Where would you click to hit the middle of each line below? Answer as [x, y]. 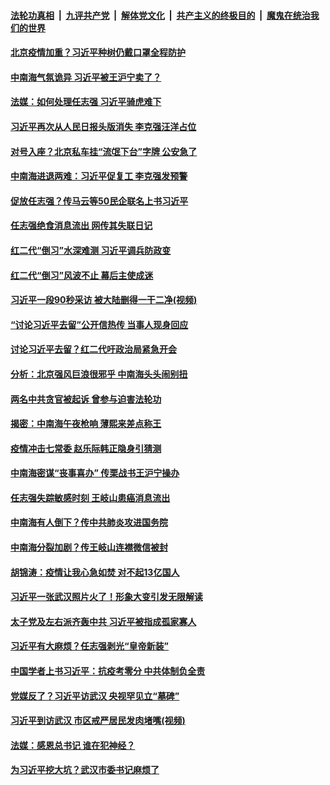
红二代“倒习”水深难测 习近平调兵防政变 [91, 250]
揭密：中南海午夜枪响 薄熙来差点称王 [86, 424]
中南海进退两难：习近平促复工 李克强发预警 [99, 176]
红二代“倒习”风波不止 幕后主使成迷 [82, 275]
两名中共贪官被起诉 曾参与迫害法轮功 [86, 399]
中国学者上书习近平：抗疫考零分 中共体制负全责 [108, 671]
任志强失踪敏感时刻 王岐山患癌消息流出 [90, 497]
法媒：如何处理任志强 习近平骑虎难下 [86, 102]
